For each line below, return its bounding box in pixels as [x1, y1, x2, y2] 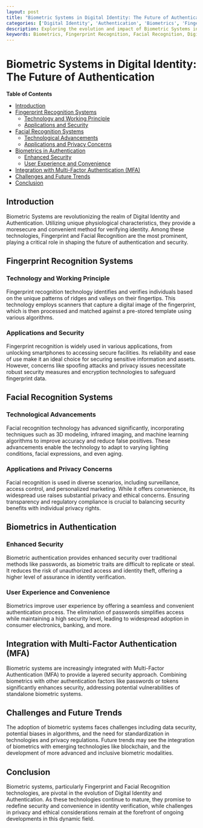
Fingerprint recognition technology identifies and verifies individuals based [6, 288, 193, 295]
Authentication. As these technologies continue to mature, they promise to [6, 796, 192, 803]
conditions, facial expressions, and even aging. [6, 450, 123, 457]
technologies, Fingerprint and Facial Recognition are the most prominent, [6, 232, 188, 239]
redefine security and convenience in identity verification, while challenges [6, 803, 193, 810]
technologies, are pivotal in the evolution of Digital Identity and [6, 789, 162, 797]
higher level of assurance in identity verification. [6, 573, 126, 580]
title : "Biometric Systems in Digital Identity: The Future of [6, 15, 169, 21]
